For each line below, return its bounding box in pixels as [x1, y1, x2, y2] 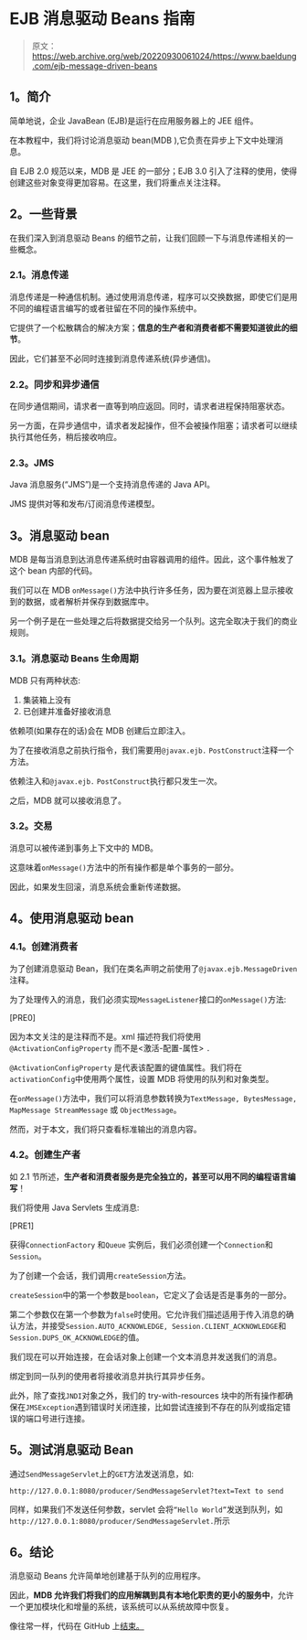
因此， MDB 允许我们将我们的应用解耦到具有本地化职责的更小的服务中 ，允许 [9, 1590, 294, 1601]
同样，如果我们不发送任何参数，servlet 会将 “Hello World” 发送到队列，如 [9, 1504, 283, 1515]
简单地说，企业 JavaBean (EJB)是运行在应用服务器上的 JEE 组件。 [9, 115, 259, 126]
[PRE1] [9, 1220, 35, 1231]
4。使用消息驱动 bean [9, 911, 134, 927]
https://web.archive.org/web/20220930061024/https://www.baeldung [31, 50, 297, 61]
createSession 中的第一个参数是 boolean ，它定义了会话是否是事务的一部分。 [9, 1289, 292, 1300]
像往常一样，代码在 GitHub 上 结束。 [9, 1621, 144, 1632]
